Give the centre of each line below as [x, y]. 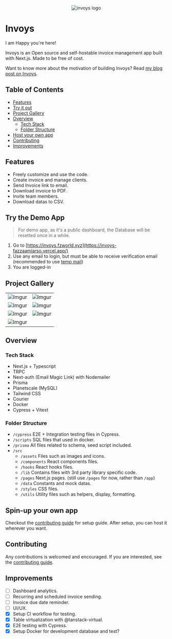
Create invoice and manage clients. [50, 180]
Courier [21, 399]
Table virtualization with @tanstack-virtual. [58, 619]
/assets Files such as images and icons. [63, 456]
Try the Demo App [35, 217]
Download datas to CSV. [38, 201]
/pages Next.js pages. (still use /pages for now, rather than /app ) [88, 478]
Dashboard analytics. [35, 591]
